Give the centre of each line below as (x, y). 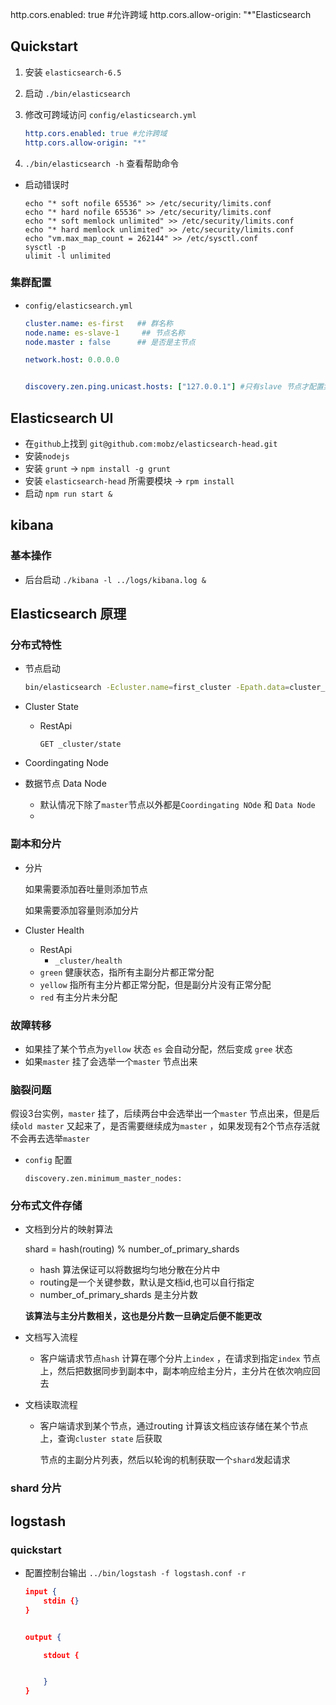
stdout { (61, 1655)
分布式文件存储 (46, 1206)
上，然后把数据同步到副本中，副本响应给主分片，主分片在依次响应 (175, 1371)
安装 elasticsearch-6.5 (73, 72)
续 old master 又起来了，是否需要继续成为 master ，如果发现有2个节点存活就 (165, 1126)
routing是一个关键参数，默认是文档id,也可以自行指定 (147, 1282)
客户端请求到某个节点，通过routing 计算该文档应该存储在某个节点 (174, 1426)
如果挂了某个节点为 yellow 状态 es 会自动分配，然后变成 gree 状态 (158, 1049)
